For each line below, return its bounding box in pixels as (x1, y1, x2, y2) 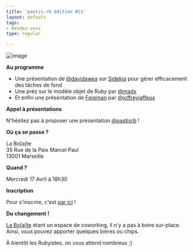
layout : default (6, 14, 46, 20)
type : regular (6, 31, 41, 37)
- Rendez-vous (6, 25, 41, 31)
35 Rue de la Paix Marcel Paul (6, 146, 79, 154)
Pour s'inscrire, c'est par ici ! (6, 199, 76, 206)
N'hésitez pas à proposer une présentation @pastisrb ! (6, 117, 140, 125)
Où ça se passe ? (6, 129, 49, 136)
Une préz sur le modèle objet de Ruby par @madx (14, 88, 137, 95)
